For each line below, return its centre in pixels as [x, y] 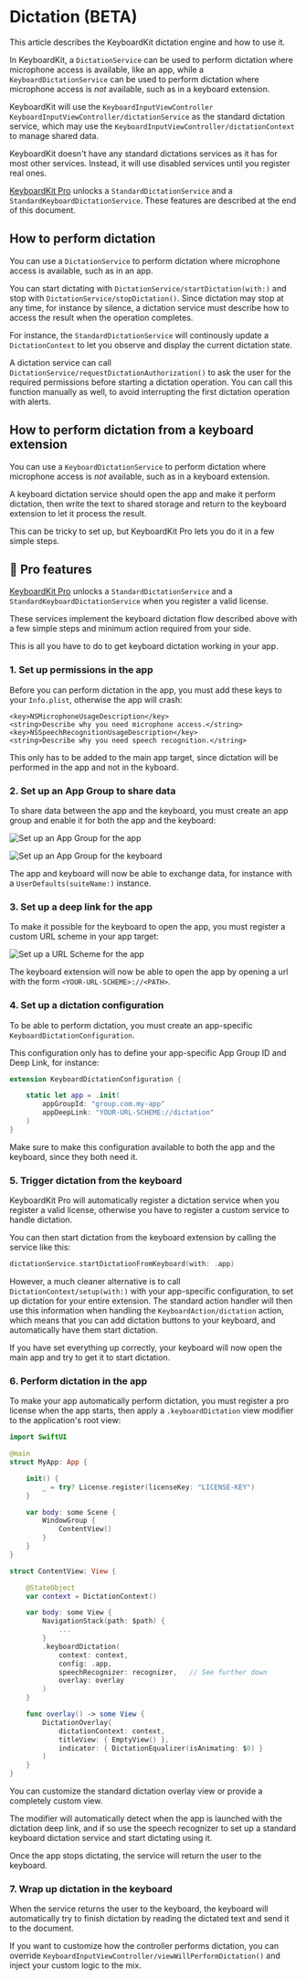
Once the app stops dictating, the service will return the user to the [136, 1856]
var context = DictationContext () [91, 1596]
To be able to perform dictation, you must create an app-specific [131, 1025]
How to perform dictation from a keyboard [132, 430]
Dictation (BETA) [74, 17]
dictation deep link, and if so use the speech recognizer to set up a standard [153, 1828]
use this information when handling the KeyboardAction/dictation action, [147, 1310]
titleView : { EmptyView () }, [114, 1740]
